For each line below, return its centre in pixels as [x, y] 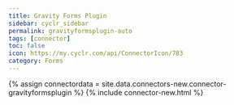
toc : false [27, 46]
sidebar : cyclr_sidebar [49, 23]
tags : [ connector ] [39, 38]
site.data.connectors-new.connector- [164, 84]
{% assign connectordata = [54, 84]
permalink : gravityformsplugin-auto [70, 31]
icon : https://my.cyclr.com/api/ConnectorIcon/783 [96, 53]
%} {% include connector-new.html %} [139, 92]
